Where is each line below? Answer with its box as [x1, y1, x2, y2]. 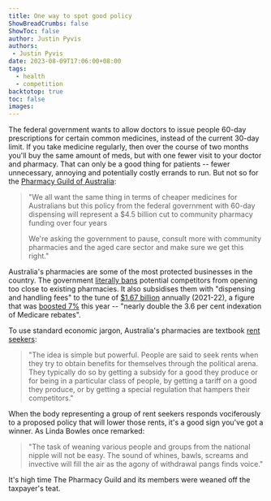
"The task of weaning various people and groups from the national [28, 442, 251, 451]
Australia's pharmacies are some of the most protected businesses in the [8, 267, 253, 277]
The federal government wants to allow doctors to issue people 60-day [8, 125, 247, 135]
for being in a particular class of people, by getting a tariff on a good [28, 376, 257, 386]
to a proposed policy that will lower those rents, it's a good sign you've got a [8, 417, 264, 427]
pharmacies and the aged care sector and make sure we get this [28, 243, 244, 253]
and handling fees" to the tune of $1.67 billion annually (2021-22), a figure [8, 293, 255, 303]
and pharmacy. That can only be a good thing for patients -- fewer [8, 159, 230, 169]
